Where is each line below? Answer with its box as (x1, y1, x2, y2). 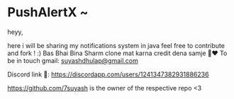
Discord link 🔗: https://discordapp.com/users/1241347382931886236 (7, 70, 209, 78)
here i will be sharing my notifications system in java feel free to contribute (7, 41, 225, 49)
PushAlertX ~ (7, 4, 89, 21)
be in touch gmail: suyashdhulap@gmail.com (7, 56, 138, 64)
